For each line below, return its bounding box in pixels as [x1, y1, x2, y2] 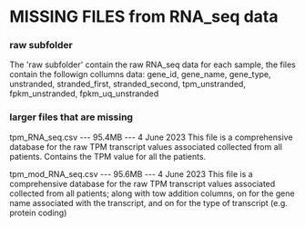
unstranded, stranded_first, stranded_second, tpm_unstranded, [9, 79, 246, 90]
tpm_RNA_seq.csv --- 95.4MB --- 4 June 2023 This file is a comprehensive [9, 132, 293, 143]
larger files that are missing [9, 111, 134, 123]
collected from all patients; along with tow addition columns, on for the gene [9, 188, 295, 199]
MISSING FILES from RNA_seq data [9, 6, 279, 27]
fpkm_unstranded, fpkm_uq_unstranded [9, 88, 159, 99]
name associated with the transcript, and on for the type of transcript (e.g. [9, 197, 289, 208]
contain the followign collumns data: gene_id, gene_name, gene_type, [9, 69, 271, 80]
